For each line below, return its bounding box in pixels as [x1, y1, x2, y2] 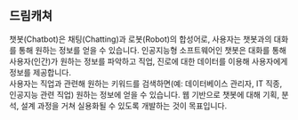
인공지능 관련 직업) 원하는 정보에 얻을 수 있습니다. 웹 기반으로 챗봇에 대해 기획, [9, 89, 280, 100]
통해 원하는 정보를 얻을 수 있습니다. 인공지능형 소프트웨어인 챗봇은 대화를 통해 [18, 44, 287, 55]
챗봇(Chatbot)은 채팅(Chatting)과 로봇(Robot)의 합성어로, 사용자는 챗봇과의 [9, 34, 272, 44]
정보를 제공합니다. [9, 67, 72, 77]
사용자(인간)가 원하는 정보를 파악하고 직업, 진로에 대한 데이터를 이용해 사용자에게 [9, 56, 288, 67]
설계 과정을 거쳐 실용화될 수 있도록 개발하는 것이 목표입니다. [20, 100, 228, 111]
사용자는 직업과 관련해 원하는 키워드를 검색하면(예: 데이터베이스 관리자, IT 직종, [9, 78, 283, 89]
